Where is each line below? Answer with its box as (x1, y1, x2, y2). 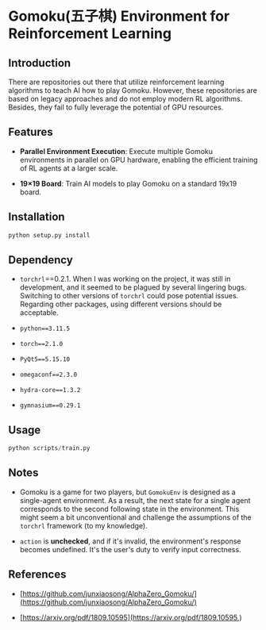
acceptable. (19, 308, 60, 317)
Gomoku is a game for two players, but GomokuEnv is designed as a (19, 487, 236, 497)
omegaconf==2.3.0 (19, 371, 78, 379)
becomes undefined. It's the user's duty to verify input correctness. (19, 544, 241, 554)
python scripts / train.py (8, 444, 91, 452)
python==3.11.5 (19, 325, 71, 333)
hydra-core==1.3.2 (19, 386, 81, 394)
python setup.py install (8, 231, 91, 239)
